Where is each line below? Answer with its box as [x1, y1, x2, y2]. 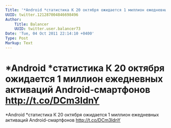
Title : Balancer [14, 21, 49, 27]
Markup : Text [5, 41, 33, 46]
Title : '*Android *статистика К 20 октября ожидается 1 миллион [5, 7, 145, 13]
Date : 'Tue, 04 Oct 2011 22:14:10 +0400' [5, 31, 95, 36]
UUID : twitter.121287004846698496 [5, 12, 79, 17]
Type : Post [5, 36, 28, 41]
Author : [5, 17, 22, 22]
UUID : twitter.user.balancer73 [14, 26, 81, 31]
